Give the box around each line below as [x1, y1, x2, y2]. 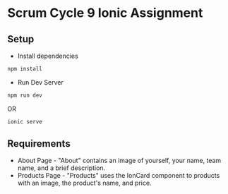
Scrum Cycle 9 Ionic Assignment [7, 5, 203, 21]
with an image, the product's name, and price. [17, 178, 152, 188]
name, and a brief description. [17, 164, 106, 172]
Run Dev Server [17, 78, 64, 86]
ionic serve [7, 118, 42, 125]
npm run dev [7, 92, 42, 99]
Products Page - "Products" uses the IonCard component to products [17, 171, 220, 180]
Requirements [7, 138, 71, 150]
